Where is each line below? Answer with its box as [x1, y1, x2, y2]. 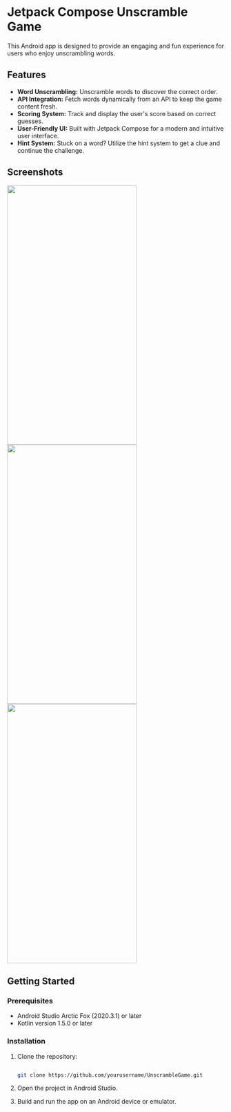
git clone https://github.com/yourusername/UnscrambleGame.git [17, 1071, 203, 1079]
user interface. [17, 131, 59, 140]
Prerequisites [7, 996, 53, 1006]
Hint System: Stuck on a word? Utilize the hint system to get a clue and [17, 139, 221, 147]
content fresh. [17, 102, 57, 111]
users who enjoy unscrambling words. [7, 49, 116, 57]
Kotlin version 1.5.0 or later [17, 1019, 93, 1028]
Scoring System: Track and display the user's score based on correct [17, 109, 217, 118]
